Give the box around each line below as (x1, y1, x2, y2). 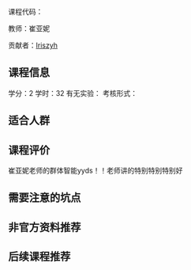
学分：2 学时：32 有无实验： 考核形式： (8, 88, 138, 97)
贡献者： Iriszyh (8, 40, 58, 50)
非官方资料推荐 (8, 220, 81, 234)
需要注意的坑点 (8, 191, 81, 204)
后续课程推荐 (8, 250, 71, 264)
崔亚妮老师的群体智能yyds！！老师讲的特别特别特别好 (8, 165, 183, 176)
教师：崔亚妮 (8, 24, 50, 33)
